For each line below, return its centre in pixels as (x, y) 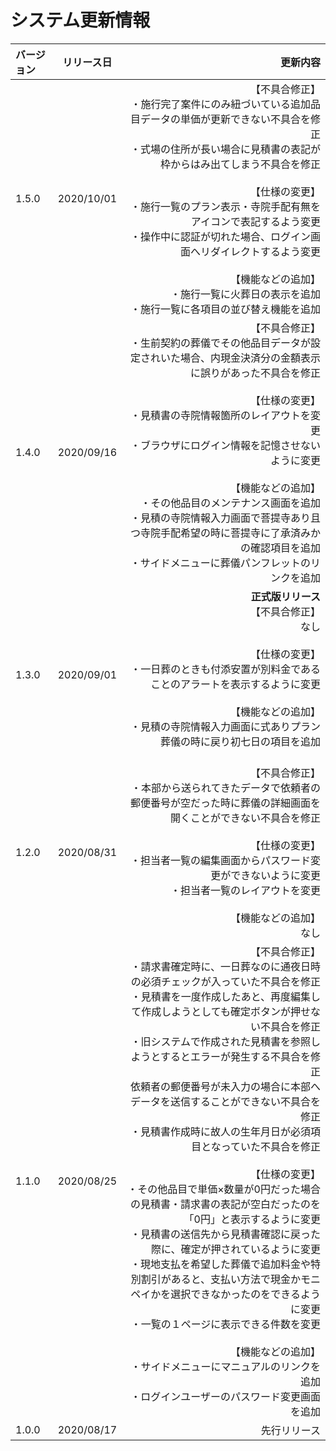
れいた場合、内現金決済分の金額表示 (235, 358)
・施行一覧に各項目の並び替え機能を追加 (225, 309)
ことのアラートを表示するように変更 (235, 684)
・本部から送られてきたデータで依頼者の (225, 788)
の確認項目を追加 (280, 548)
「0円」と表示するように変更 (252, 1219)
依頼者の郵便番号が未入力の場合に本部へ (225, 1086)
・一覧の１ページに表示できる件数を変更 (225, 1324)
